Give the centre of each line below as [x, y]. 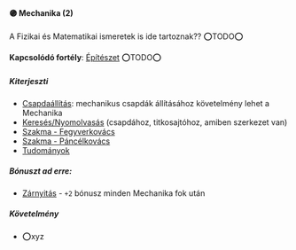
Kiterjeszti [29, 81]
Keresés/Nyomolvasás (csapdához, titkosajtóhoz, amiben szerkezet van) [155, 122]
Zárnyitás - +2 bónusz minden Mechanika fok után [113, 193]
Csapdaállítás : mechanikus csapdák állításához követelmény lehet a [146, 104]
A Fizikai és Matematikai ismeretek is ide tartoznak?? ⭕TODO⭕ [126, 36]
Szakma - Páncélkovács [66, 141]
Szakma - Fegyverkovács [68, 132]
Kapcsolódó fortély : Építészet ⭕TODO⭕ [86, 58]
